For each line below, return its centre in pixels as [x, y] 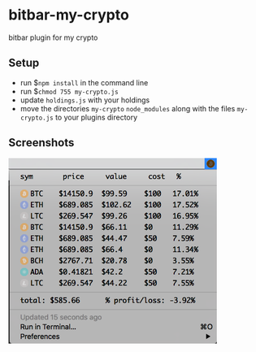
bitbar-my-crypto [69, 15]
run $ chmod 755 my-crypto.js [69, 91]
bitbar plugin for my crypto [53, 37]
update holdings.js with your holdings [85, 100]
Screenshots [41, 143]
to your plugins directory [97, 117]
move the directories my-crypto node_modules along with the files [128, 108]
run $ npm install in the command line [84, 82]
